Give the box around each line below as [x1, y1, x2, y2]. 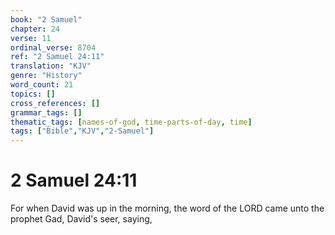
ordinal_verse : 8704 [10, 42, 97, 53]
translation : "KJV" [10, 61, 92, 71]
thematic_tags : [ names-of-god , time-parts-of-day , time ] [10, 117, 253, 127]
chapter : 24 [10, 24, 60, 34]
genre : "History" [10, 71, 83, 81]
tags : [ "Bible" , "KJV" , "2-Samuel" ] [10, 126, 155, 136]
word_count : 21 [10, 80, 74, 90]
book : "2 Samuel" [10, 14, 83, 25]
